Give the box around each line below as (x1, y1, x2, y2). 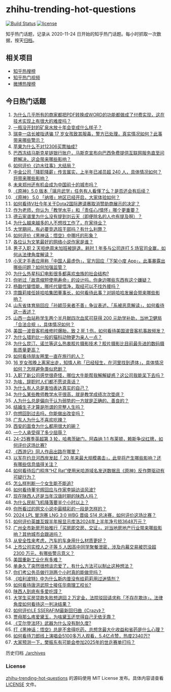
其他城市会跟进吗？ (22, 531, 62, 537)
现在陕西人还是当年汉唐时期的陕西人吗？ (13, 493, 98, 499)
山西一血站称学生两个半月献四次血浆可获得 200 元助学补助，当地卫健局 (13, 315, 162, 321)
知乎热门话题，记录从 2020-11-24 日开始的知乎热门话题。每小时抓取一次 (6, 31, 157, 37)
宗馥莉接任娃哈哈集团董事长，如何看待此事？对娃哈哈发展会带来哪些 (13, 289, 156, 295)
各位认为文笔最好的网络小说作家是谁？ (13, 238, 93, 245)
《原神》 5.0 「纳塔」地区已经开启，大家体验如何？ (13, 194, 121, 200)
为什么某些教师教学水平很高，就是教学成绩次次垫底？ (13, 391, 125, 397)
